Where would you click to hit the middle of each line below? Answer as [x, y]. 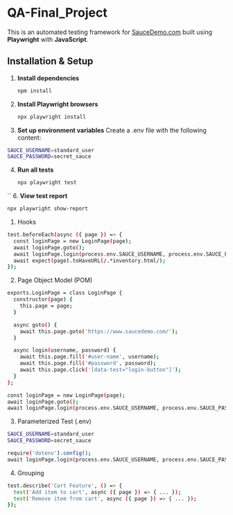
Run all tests [35, 170]
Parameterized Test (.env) [54, 421]
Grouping [31, 473]
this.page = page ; [46, 306]
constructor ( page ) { [43, 300]
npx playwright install [52, 117]
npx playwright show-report [48, 209]
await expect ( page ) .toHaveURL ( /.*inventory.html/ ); [90, 261]
